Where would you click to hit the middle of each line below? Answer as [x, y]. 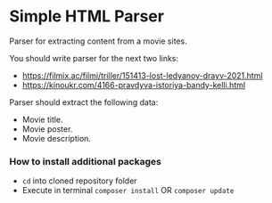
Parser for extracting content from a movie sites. [98, 41]
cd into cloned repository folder [79, 181]
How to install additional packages [86, 161]
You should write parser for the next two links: [94, 58]
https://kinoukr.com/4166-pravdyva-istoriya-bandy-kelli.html [134, 85]
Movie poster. [47, 129]
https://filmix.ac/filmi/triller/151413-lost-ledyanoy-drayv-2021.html [142, 75]
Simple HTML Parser [87, 16]
